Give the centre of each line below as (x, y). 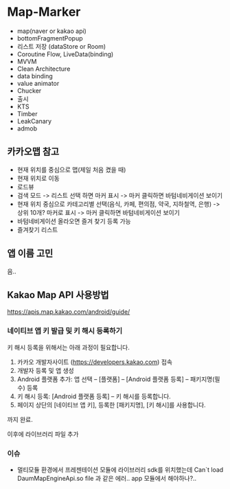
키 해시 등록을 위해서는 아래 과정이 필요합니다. (69, 347)
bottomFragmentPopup (50, 38)
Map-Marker (44, 12)
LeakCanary (34, 121)
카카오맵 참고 (33, 152)
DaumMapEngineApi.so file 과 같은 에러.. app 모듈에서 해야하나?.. (107, 478)
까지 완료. (20, 419)
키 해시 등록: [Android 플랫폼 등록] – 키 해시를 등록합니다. (94, 396)
